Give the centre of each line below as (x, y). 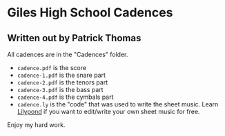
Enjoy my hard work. (36, 125)
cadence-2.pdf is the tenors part (62, 82)
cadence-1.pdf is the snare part (61, 75)
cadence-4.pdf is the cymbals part (65, 97)
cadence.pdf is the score (52, 68)
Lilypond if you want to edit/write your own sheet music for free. (108, 112)
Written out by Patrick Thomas (74, 38)
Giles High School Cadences (90, 13)
